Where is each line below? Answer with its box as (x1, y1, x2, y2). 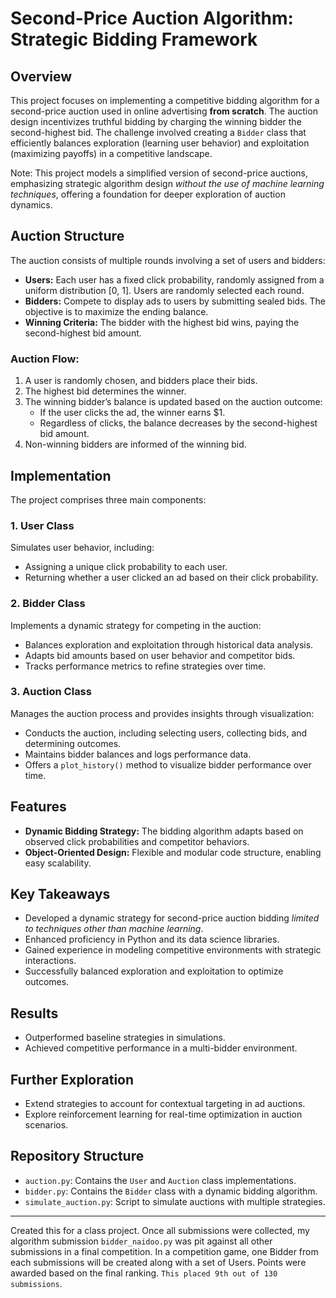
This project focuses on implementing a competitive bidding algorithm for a (10, 95, 320, 106)
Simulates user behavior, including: (10, 542, 155, 554)
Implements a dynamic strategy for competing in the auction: (10, 619, 262, 631)
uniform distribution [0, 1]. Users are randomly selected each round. (24, 284, 305, 296)
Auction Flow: (10, 352, 80, 366)
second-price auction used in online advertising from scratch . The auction (10, 105, 318, 117)
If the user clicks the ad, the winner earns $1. (39, 407, 226, 419)
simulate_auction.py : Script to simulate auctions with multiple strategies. (24, 1195, 326, 1207)
